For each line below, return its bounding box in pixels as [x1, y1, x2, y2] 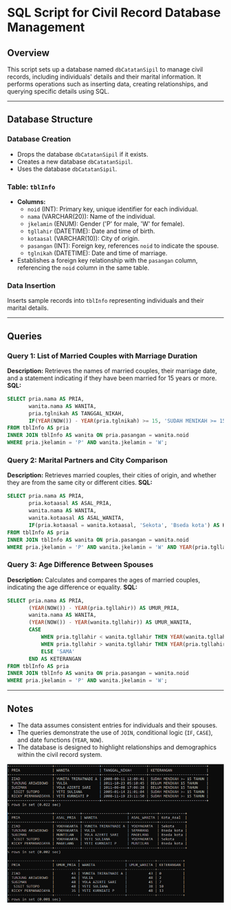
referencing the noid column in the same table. [16, 264, 150, 272]
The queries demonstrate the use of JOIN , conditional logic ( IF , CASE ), [16, 729, 213, 736]
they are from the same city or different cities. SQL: [7, 478, 153, 487]
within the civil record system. [16, 751, 102, 758]
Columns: [16, 197, 46, 206]
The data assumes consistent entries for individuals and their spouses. [16, 721, 218, 729]
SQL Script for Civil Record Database [7, 5, 221, 21]
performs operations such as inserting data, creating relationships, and [7, 80, 208, 88]
